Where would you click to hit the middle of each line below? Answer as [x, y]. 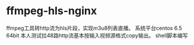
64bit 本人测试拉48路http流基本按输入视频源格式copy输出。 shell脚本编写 [97, 35]
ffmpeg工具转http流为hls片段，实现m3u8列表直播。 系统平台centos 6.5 [94, 28]
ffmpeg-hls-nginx [51, 11]
